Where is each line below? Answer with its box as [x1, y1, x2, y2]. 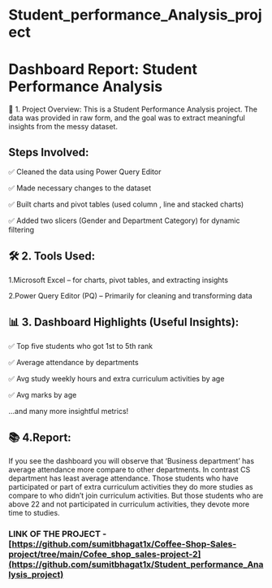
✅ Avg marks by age [8, 390, 77, 399]
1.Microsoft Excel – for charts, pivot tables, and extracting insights [8, 275, 229, 285]
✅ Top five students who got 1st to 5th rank [8, 341, 153, 351]
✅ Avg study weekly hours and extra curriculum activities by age [8, 373, 225, 383]
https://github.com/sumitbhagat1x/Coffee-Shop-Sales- [11, 538, 237, 550]
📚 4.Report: [8, 430, 71, 444]
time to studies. [8, 508, 60, 518]
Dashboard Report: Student [8, 60, 197, 79]
